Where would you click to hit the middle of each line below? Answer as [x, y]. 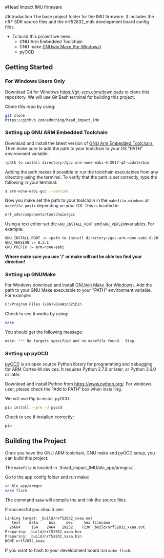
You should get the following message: [44, 332]
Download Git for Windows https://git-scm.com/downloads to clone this [77, 92]
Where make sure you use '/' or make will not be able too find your [73, 257]
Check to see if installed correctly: [40, 417]
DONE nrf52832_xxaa [25, 541]
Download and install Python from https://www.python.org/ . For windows [78, 384]
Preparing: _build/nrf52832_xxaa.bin [43, 537]
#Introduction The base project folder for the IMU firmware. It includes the [80, 16]
